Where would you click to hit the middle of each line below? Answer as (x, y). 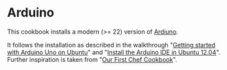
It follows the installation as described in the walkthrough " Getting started (111, 45)
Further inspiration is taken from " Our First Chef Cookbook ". (92, 59)
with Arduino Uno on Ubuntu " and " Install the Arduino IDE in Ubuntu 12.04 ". (114, 52)
